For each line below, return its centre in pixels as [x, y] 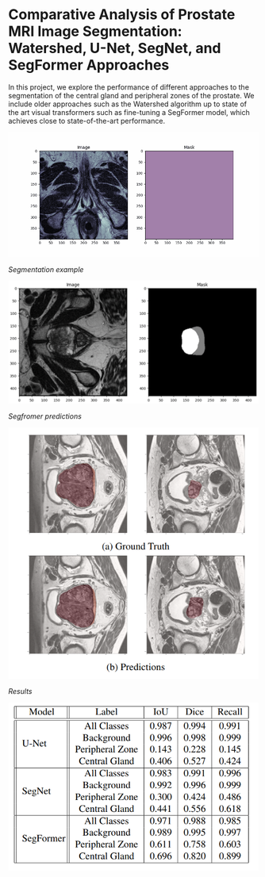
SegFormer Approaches [89, 65]
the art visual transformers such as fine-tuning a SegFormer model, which [129, 112]
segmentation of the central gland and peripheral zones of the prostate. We [132, 95]
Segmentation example [46, 269]
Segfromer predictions [45, 416]
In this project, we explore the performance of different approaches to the [129, 87]
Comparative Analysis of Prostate [122, 15]
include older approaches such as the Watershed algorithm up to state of [128, 104]
